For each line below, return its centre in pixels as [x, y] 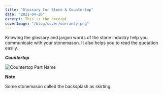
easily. [12, 48]
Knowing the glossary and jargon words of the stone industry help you [76, 38]
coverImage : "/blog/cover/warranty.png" [47, 23]
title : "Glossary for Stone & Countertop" [49, 10]
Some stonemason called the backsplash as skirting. [59, 87]
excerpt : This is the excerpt [36, 19]
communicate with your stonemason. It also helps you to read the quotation [82, 43]
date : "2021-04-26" [25, 14]
